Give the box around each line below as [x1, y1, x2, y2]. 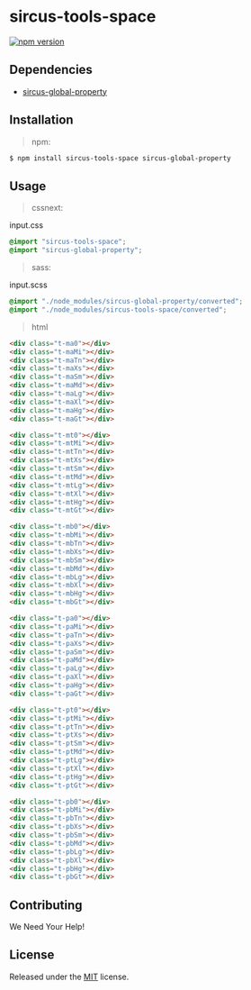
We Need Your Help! [9, 922, 85, 932]
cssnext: [31, 203, 64, 213]
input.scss [9, 279, 48, 290]
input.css [9, 220, 43, 231]
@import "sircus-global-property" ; [9, 246, 143, 255]
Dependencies [9, 62, 93, 77]
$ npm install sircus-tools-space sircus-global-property [9, 153, 231, 163]
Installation [9, 113, 74, 128]
